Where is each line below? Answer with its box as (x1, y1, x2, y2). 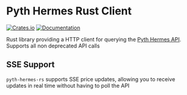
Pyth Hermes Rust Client (6, 4, 132, 18)
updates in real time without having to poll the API (6, 82, 130, 89)
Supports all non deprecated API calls (6, 42, 100, 49)
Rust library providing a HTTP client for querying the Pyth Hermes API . (6, 35, 182, 43)
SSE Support (6, 60, 55, 70)
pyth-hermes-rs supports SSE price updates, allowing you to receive (6, 75, 176, 82)
